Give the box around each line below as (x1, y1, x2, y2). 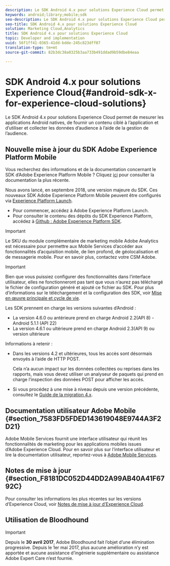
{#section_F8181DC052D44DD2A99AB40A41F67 (5, 474, 165, 483)
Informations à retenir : (5, 341, 53, 347)
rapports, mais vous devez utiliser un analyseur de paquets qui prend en (12, 371, 163, 377)
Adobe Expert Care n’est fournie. (5, 555, 73, 561)
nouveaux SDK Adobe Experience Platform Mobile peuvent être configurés (5, 192, 161, 198)
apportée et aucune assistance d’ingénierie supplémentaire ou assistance (5, 550, 159, 556)
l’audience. (5, 130, 28, 137)
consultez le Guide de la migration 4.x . (12, 392, 93, 398)
